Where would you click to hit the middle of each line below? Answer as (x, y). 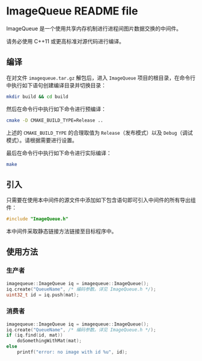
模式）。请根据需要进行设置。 (42, 140)
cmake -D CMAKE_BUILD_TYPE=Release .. (55, 120)
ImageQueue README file (72, 11)
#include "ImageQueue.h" (37, 219)
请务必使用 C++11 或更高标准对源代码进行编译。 (66, 41)
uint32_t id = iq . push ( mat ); (43, 295)
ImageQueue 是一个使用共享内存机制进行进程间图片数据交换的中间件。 (94, 28)
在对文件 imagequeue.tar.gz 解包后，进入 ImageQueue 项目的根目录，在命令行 (101, 78)
